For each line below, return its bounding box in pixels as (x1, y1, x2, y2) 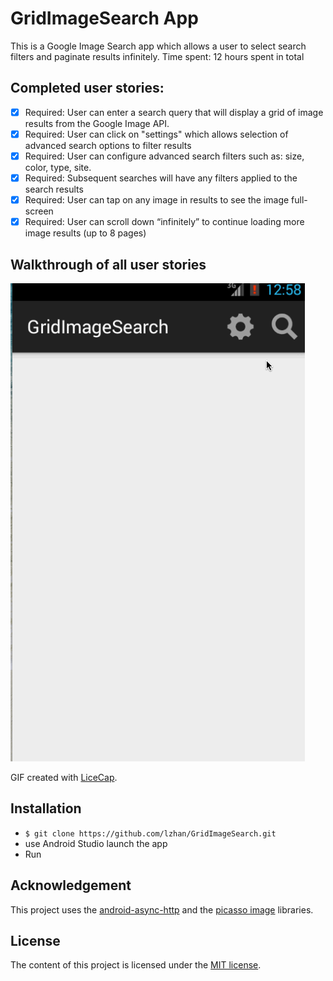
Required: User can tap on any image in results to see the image (24, 194, 290, 206)
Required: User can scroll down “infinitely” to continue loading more (24, 216, 305, 228)
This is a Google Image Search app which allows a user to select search (10, 40, 307, 52)
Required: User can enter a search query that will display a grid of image (24, 106, 324, 118)
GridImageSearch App (10, 7, 199, 30)
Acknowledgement (10, 877, 132, 894)
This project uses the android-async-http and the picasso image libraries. (10, 903, 314, 916)
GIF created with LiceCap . (10, 771, 118, 783)
